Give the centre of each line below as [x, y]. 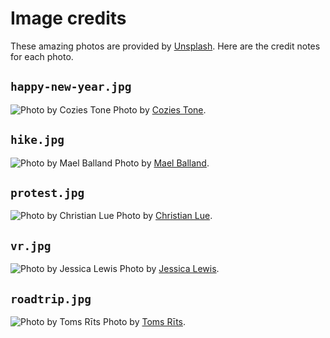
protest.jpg [47, 192]
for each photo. [42, 56]
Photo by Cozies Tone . [160, 109]
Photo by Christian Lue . [164, 216]
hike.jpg [37, 140]
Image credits [68, 18]
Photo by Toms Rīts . [144, 321]
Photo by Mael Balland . [162, 163]
